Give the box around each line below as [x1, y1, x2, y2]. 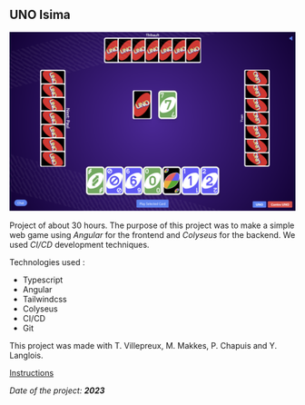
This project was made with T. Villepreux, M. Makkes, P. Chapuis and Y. [9, 340, 278, 351]
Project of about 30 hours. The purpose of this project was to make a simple [9, 220, 295, 231]
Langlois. [9, 350, 44, 361]
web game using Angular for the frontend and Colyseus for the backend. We [9, 229, 296, 240]
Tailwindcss [22, 293, 67, 304]
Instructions [9, 367, 54, 378]
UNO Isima [9, 7, 71, 23]
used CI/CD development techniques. [9, 239, 150, 250]
